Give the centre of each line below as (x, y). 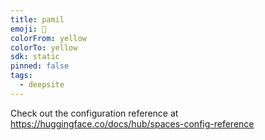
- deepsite (42, 85)
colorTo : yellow (44, 47)
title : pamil (37, 19)
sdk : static (35, 57)
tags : (21, 76)
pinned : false (40, 66)
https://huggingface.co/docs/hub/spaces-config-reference (132, 123)
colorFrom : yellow (48, 38)
